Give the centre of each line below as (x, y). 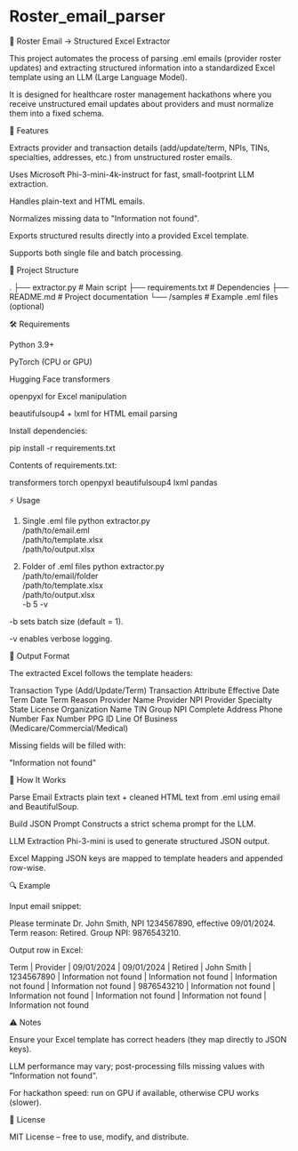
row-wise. (28, 867)
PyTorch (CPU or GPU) (51, 361)
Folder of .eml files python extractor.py (93, 566)
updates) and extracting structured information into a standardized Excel (142, 68)
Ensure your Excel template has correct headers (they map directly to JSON (148, 1039)
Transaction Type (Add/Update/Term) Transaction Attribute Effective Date (145, 690)
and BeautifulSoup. (44, 806)
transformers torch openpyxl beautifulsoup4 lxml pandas (113, 482)
